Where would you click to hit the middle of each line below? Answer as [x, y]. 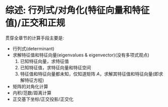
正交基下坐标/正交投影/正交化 [43, 99]
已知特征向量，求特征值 [44, 61]
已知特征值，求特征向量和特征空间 [55, 67]
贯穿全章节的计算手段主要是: [35, 38]
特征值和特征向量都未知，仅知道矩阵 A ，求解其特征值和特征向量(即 [89, 74]
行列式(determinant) [33, 48]
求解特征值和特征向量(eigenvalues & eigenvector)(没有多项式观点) [81, 55]
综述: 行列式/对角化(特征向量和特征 [77, 10]
